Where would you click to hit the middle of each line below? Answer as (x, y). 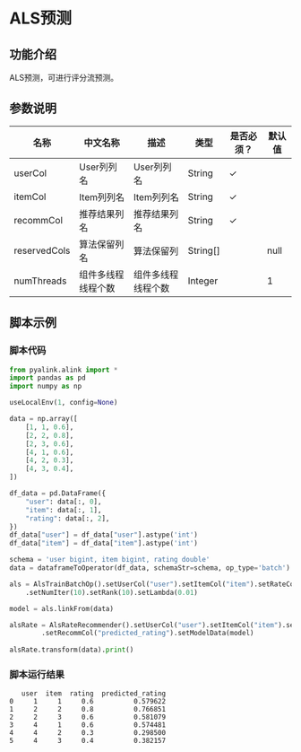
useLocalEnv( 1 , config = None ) (64, 403)
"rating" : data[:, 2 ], (68, 518)
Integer (203, 281)
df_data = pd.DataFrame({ (57, 494)
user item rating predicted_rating (94, 694)
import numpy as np (46, 387)
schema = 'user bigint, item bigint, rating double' (110, 560)
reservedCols (42, 250)
